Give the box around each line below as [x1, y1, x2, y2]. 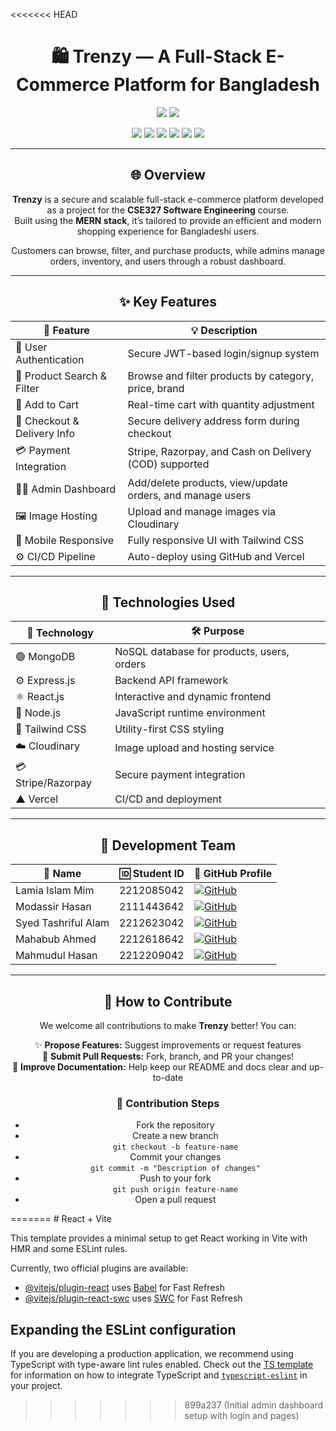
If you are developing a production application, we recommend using [10, 1348, 294, 1360]
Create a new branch [132, 1130, 219, 1142]
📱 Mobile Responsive [15, 533, 115, 547]
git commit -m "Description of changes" [89, 1164, 261, 1174]
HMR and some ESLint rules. [10, 1243, 128, 1255]
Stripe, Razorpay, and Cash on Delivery [127, 445, 312, 459]
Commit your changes [129, 1151, 222, 1163]
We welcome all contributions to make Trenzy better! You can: [39, 1020, 297, 1031]
